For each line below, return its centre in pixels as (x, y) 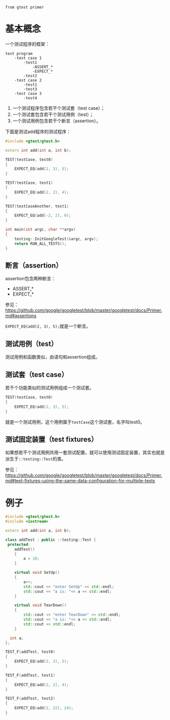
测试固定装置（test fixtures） (52, 439)
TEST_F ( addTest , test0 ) (30, 652)
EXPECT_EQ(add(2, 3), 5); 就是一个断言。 (48, 326)
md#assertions (21, 316)
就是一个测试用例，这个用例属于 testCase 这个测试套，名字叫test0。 (75, 422)
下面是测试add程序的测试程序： (38, 132)
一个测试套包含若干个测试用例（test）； (53, 114)
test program (19, 53)
